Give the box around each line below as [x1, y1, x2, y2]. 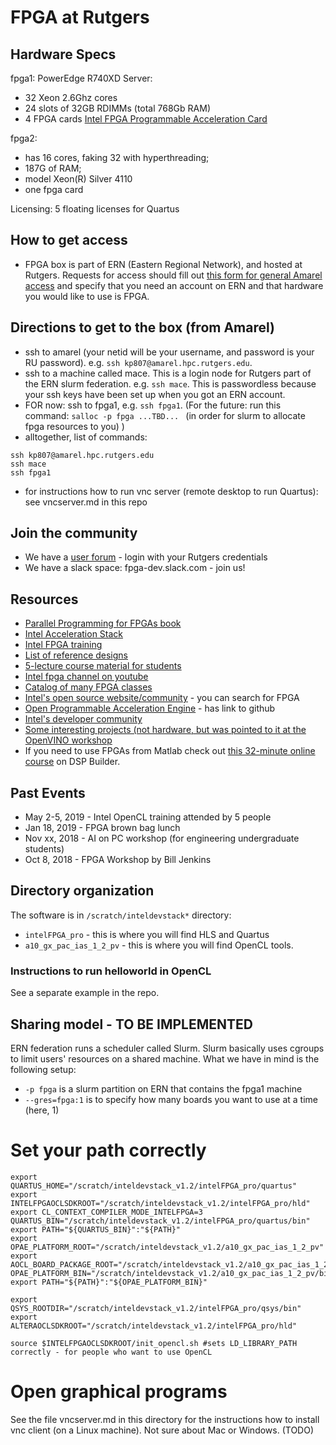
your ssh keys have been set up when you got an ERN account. [24, 388, 286, 400]
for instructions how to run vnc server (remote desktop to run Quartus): [24, 485, 319, 497]
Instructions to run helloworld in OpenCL [10, 964, 212, 978]
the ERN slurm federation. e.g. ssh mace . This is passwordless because [24, 377, 317, 390]
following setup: [10, 1063, 77, 1075]
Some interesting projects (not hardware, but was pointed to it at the [24, 724, 307, 736]
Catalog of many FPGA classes [24, 681, 153, 693]
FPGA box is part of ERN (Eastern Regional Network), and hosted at [24, 258, 303, 270]
